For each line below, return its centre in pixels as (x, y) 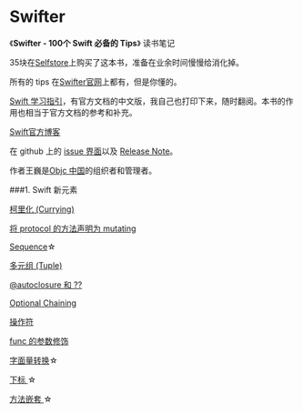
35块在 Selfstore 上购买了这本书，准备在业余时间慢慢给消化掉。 (126, 62)
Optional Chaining (43, 303)
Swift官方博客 (35, 131)
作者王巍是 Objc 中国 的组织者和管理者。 (83, 170)
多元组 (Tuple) (36, 265)
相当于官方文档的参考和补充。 (81, 112)
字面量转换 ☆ (34, 360)
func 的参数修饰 (39, 341)
